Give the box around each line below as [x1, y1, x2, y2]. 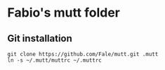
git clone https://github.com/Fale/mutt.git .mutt [7, 51, 159, 58]
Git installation [7, 33, 72, 44]
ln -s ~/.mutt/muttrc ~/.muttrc [7, 57, 102, 64]
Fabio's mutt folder [7, 5, 121, 21]
